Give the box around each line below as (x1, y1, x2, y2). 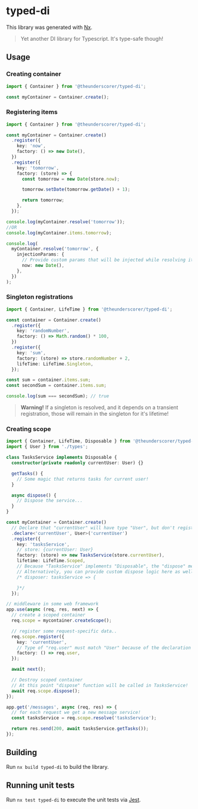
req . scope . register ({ (11, 634, 65, 640)
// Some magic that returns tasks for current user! (16, 476, 149, 482)
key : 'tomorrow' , (16, 165, 60, 171)
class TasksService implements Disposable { (6, 455, 117, 461)
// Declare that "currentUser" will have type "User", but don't (11, 524, 176, 531)
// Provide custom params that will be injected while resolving (21, 257, 186, 263)
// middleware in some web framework (6, 601, 99, 607)
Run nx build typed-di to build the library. (6, 763, 109, 770)
